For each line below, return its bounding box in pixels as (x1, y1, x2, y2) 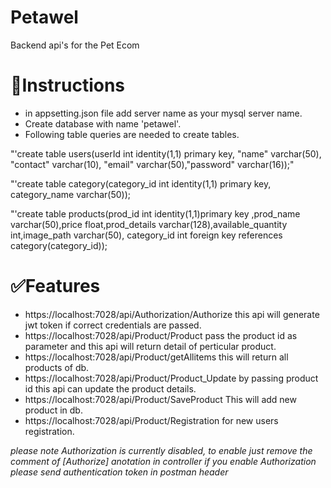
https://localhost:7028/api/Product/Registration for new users (24, 414, 279, 426)
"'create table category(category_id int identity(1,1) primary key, (10, 177, 272, 190)
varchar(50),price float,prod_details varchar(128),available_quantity (10, 218, 288, 230)
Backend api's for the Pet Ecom (10, 39, 140, 51)
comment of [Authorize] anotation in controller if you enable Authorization (10, 455, 317, 467)
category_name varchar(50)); (10, 188, 131, 200)
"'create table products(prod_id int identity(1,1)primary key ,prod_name (10, 207, 301, 220)
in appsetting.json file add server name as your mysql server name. (24, 107, 303, 119)
